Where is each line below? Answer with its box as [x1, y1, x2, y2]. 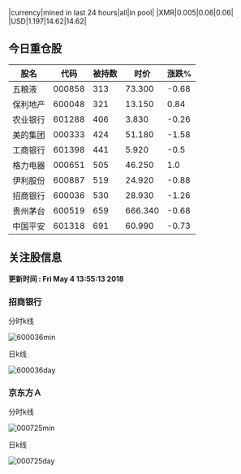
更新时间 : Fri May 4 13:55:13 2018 [8, 274, 124, 283]
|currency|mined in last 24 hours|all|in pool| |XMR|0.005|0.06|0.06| [8, 8, 234, 17]
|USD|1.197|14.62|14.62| [8, 16, 87, 26]
